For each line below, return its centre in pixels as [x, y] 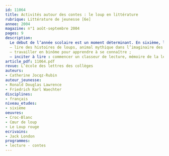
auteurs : [14, 71]
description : [19, 38]
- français [17, 99]
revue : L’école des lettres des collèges [49, 66]
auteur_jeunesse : [23, 80]
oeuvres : [14, 113]
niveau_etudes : [21, 104]
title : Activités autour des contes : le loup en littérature [72, 15]
